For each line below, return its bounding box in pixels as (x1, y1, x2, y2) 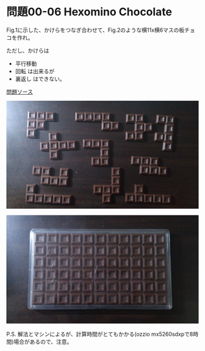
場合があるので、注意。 (13, 338, 73, 345)
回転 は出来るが (15, 67, 55, 74)
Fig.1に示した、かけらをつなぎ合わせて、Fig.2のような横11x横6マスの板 (6, 26, 185, 34)
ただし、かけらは (6, 46, 49, 54)
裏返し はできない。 (15, 75, 65, 82)
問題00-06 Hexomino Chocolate (6, 5, 173, 19)
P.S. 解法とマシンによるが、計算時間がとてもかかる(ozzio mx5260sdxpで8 (6, 330, 193, 338)
